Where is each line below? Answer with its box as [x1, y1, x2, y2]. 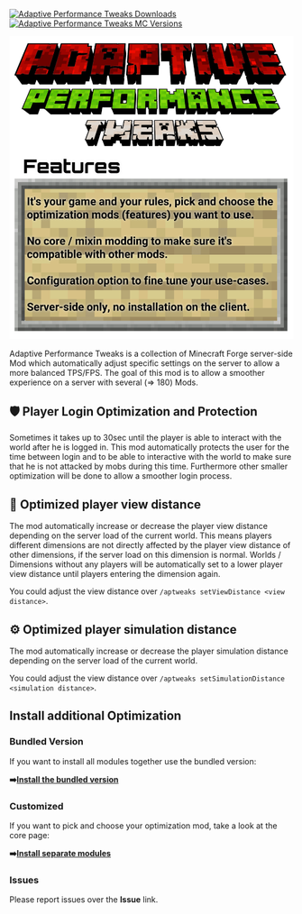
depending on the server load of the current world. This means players [9, 530, 272, 541]
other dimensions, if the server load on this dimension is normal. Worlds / [9, 550, 281, 561]
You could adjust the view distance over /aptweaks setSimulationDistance [9, 672, 286, 684]
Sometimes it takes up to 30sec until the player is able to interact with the [9, 433, 282, 443]
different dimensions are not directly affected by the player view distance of [9, 540, 291, 551]
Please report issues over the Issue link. [9, 894, 159, 905]
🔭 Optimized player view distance [9, 497, 201, 512]
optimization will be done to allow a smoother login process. [9, 471, 233, 481]
